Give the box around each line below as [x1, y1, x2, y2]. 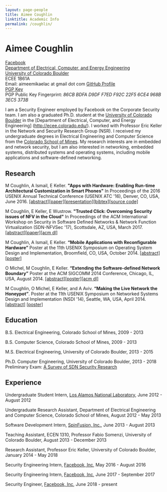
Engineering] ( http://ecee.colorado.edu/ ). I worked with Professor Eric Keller [5, 122, 162, 129]
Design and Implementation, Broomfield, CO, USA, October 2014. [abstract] [5, 250, 160, 256]
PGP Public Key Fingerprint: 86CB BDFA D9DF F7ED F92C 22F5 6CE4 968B [5, 91, 161, 98]
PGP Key [5, 86, 23, 92]
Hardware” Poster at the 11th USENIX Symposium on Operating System [5, 244, 152, 251]
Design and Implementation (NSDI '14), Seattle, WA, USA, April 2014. [5, 296, 146, 302]
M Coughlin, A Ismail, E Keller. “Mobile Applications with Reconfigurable [5, 239, 156, 245]
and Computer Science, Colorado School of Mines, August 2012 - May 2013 [5, 412, 161, 418]
